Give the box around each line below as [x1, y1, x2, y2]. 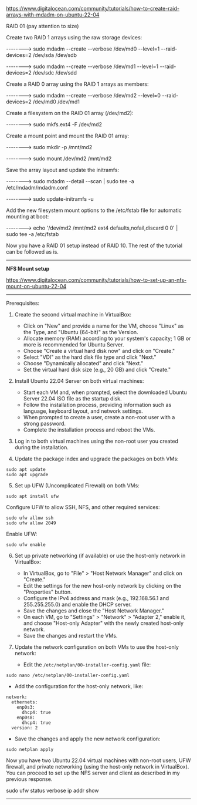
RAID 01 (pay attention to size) [6, 23, 79, 29]
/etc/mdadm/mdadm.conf [6, 184, 69, 191]
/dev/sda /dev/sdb [33, 52, 77, 58]
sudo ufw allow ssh [6, 515, 54, 521]
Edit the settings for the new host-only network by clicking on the [23, 582, 182, 589]
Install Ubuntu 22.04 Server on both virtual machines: [14, 378, 144, 384]
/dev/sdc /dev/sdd [33, 69, 77, 76]
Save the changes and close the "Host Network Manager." [23, 607, 164, 614]
